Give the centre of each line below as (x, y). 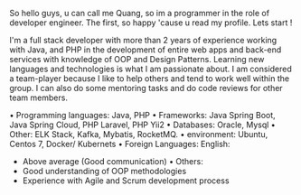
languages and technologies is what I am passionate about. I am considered (150, 69)
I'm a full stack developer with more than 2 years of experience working (143, 40)
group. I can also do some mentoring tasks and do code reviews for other (146, 88)
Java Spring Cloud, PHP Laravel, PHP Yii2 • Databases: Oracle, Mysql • (142, 125)
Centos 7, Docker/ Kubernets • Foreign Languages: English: (120, 144)
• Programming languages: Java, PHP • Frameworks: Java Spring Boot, (142, 115)
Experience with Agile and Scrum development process (126, 181)
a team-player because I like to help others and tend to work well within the (150, 79)
